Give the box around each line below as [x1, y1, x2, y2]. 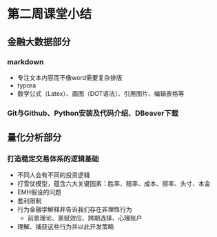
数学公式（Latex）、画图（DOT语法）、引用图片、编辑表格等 [17, 89, 185, 97]
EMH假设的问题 [17, 188, 62, 196]
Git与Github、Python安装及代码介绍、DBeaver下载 [7, 108, 179, 118]
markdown [7, 56, 44, 66]
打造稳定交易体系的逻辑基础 [7, 154, 99, 164]
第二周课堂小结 [7, 6, 92, 22]
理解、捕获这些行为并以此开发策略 [17, 223, 114, 231]
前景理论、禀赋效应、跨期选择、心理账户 [27, 214, 143, 223]
